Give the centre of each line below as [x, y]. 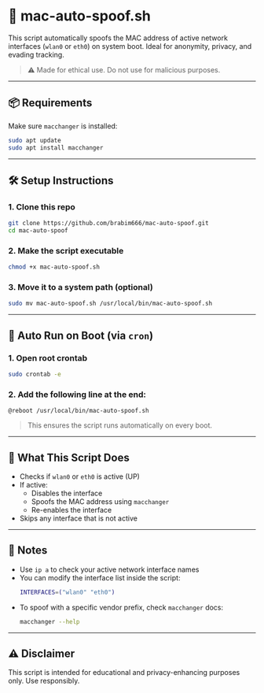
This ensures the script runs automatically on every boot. [120, 425]
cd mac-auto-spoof [38, 231]
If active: [34, 484]
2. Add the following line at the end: [77, 395]
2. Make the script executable [66, 250]
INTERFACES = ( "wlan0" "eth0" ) [67, 592]
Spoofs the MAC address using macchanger [100, 501]
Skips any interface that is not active [78, 518]
